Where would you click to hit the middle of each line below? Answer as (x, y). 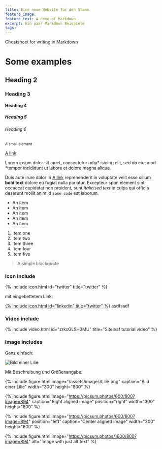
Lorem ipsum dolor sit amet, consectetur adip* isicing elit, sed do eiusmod (81, 162)
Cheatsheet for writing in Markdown (42, 42)
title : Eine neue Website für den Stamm (47, 10)
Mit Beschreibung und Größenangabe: (44, 372)
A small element (19, 144)
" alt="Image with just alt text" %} (63, 441)
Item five (21, 254)
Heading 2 (21, 80)
